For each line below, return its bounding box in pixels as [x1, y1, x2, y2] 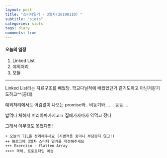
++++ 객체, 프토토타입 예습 [5, 149, 54, 154]
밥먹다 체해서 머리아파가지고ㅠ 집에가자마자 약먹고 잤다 [5, 112, 112, 118]
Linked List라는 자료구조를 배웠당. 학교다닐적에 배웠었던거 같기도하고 [5, 85, 139, 91]
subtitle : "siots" [5, 16, 43, 21]
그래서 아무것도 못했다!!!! [5, 123, 53, 129]
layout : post [5, 7, 32, 12]
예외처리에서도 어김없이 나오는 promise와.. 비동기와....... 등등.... [5, 102, 128, 108]
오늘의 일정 [5, 46, 26, 52]
